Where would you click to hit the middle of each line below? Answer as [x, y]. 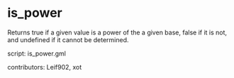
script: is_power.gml [37, 53]
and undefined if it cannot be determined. [68, 39]
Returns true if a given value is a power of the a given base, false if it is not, [117, 32]
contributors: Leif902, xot [45, 67]
